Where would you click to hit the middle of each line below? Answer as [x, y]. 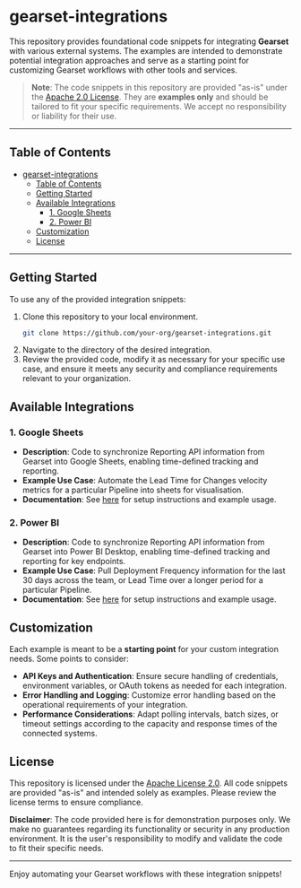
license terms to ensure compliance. [76, 802]
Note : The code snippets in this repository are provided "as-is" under [159, 87]
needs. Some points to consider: [69, 659]
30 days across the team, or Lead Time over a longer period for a [142, 580]
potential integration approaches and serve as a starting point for [129, 60]
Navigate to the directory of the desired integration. [117, 350]
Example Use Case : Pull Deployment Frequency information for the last [154, 570]
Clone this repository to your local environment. [110, 317]
